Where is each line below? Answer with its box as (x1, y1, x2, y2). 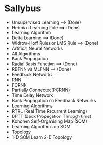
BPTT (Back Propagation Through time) (11, 113, 92, 119)
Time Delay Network (11, 92, 53, 98)
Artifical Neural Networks (11, 45, 63, 51)
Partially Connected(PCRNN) (11, 87, 70, 93)
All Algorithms (11, 50, 40, 57)
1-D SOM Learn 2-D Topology (11, 134, 72, 140)
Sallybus (4, 3, 41, 14)
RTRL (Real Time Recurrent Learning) (11, 108, 87, 114)
